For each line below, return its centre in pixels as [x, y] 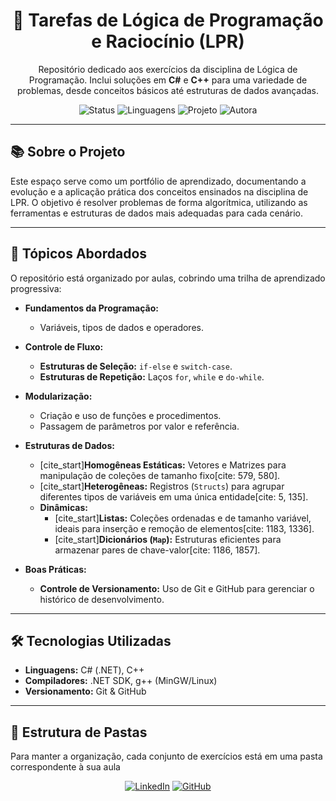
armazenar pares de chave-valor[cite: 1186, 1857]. [157, 550]
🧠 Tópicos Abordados [79, 254]
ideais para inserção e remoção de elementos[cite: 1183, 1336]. [184, 528]
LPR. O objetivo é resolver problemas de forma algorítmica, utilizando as [159, 202]
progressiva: [36, 288]
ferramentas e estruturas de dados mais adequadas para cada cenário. [157, 213]
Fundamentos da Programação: [91, 308]
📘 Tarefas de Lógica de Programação [168, 20]
